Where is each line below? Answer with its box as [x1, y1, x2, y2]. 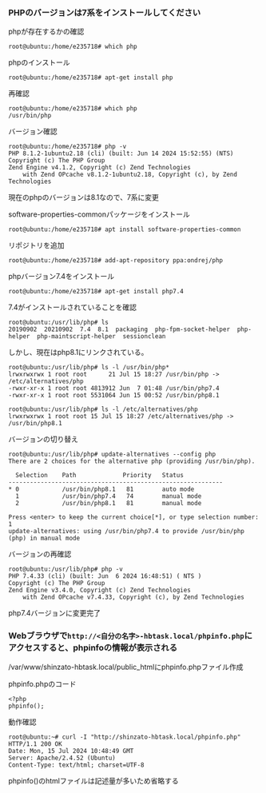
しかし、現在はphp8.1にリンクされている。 [8, 348, 149, 357]
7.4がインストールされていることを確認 [8, 302, 137, 313]
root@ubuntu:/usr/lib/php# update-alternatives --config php [8, 450, 216, 459]
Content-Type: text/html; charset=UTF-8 [8, 761, 145, 769]
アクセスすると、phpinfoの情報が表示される [8, 642, 178, 653]
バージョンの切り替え [8, 434, 78, 444]
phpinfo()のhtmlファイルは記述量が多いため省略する [8, 775, 179, 785]
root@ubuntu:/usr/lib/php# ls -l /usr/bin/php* [8, 364, 170, 372]
